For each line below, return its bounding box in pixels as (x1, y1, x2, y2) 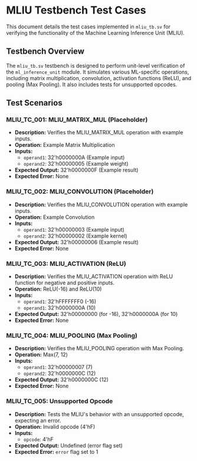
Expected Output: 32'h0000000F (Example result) (14, 166, 139, 174)
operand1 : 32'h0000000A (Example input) (23, 154, 125, 161)
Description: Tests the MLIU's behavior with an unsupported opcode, (14, 410, 184, 417)
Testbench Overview (6, 47, 84, 57)
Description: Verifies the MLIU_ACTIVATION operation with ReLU (14, 273, 173, 280)
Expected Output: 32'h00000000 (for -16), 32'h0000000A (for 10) (14, 311, 178, 318)
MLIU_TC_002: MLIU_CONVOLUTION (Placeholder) (6, 187, 154, 196)
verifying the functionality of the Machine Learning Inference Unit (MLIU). (6, 29, 185, 36)
